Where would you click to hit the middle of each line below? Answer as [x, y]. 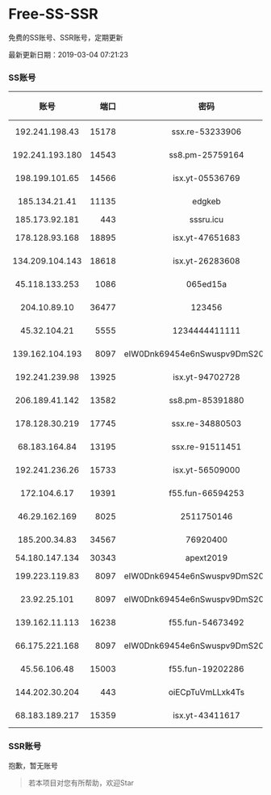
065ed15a [206, 284]
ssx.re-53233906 [206, 132]
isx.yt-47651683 [206, 238]
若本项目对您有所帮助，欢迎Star [81, 782]
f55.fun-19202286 [206, 669]
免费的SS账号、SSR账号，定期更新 [66, 37]
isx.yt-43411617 [206, 716]
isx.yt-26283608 [206, 261]
